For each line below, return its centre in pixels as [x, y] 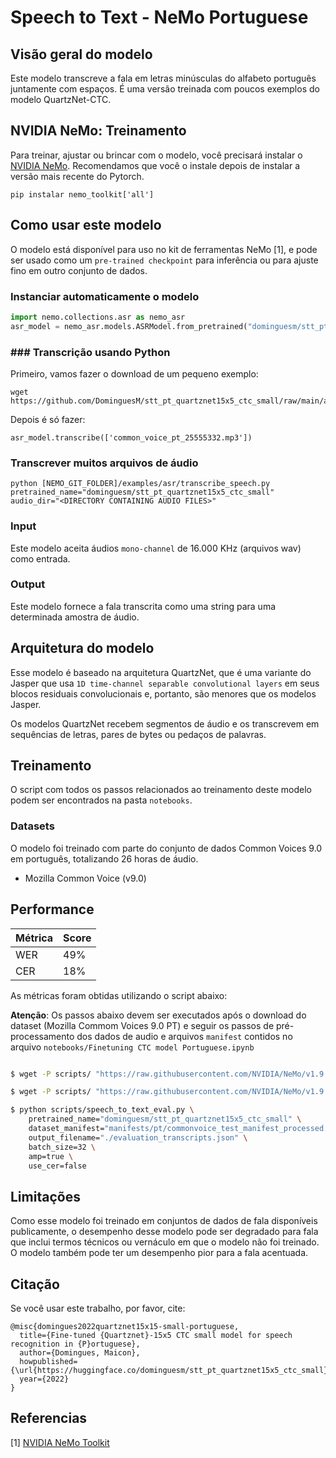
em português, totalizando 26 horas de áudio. [104, 858]
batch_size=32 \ [62, 1147]
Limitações [45, 1196]
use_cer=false [57, 1166]
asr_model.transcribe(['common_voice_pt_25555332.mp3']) [131, 437]
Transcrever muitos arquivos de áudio [104, 463]
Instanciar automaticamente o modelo [105, 296]
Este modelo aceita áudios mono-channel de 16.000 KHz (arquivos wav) [156, 548]
